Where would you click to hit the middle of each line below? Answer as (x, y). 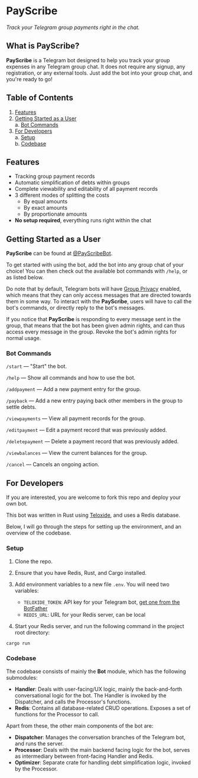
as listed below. (25, 277)
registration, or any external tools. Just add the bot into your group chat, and (99, 73)
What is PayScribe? (43, 46)
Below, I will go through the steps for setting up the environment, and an (94, 527)
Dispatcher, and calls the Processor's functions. (73, 702)
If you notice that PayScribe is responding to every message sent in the (94, 319)
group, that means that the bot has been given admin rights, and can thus (95, 326)
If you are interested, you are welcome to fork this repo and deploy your (94, 497)
